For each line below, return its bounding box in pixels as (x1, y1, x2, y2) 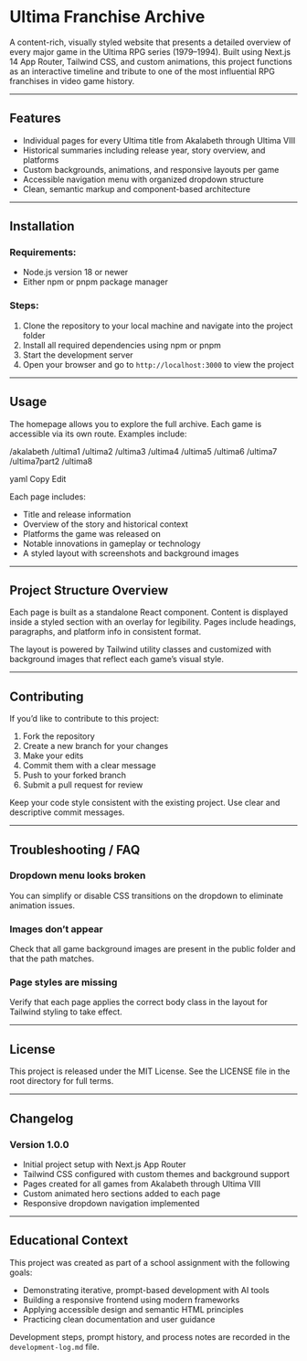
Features (9, 111, 61, 126)
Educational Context (9, 1233, 129, 1248)
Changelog (9, 1110, 74, 1126)
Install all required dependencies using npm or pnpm (22, 339, 221, 350)
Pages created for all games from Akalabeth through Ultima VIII (22, 1178, 261, 1189)
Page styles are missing (9, 976, 118, 989)
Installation (9, 219, 75, 234)
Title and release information (22, 509, 132, 520)
